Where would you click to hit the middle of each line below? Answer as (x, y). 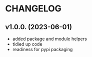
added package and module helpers (50, 39)
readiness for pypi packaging (42, 49)
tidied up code (27, 44)
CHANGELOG (33, 9)
